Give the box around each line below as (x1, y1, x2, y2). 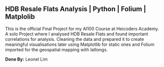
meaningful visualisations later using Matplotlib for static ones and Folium (5, 41, 155, 47)
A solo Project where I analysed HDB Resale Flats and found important (5, 31, 148, 37)
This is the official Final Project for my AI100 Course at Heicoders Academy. (5, 26, 159, 32)
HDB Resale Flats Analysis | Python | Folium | (5, 5, 146, 13)
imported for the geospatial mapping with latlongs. (5, 46, 108, 52)
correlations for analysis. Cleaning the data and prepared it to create (5, 36, 144, 42)
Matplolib (5, 13, 35, 21)
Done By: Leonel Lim (5, 56, 48, 62)
